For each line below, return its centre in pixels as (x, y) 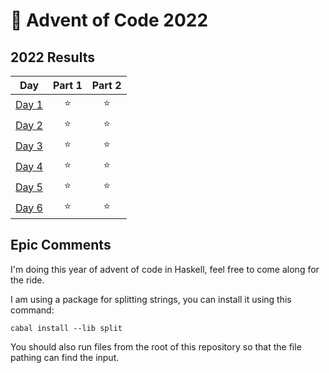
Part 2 (106, 85)
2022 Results (52, 57)
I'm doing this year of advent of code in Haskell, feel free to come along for (165, 269)
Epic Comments (61, 245)
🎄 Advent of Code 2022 (109, 20)
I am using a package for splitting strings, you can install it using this (151, 299)
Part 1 (67, 85)
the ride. (27, 280)
